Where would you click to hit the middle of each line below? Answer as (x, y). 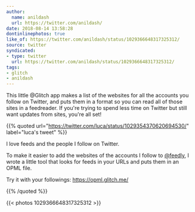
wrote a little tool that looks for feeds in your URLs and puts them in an (92, 162)
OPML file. (19, 168)
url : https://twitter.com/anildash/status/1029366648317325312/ (93, 62)
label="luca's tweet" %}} (37, 133)
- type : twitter (26, 56)
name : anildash (30, 17)
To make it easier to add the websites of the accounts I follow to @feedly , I (98, 155)
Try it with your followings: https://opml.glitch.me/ (67, 180)
